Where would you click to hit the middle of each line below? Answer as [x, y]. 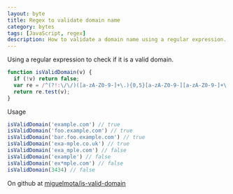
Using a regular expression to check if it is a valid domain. [90, 59]
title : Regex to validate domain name [64, 20]
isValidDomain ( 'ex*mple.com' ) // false [65, 163]
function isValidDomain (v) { [50, 73]
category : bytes [31, 27]
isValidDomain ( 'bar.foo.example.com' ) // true [76, 137]
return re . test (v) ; [42, 91]
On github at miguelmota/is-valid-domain [66, 183]
